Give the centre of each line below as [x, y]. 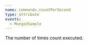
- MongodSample [26, 24]
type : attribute [22, 14]
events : [13, 19]
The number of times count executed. [44, 38]
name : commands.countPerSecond [38, 10]
